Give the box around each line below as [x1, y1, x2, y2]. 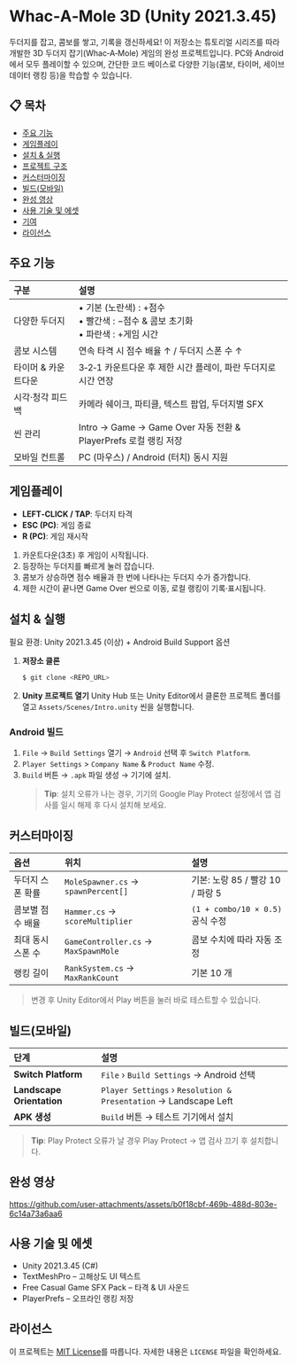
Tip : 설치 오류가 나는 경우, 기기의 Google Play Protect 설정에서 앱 [43, 789, 272, 799]
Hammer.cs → [65, 906, 117, 918]
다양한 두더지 [13, 315, 65, 327]
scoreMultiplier [65, 916, 133, 927]
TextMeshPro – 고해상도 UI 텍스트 [21, 1270, 141, 1282]
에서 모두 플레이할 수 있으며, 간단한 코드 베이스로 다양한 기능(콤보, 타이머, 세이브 [9, 58, 286, 69]
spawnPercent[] [65, 886, 128, 897]
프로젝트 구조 [21, 160, 68, 171]
